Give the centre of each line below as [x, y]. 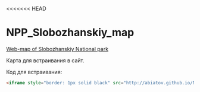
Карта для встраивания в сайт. [45, 60]
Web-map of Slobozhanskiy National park [57, 49]
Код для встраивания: [34, 72]
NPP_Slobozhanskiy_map [70, 33]
